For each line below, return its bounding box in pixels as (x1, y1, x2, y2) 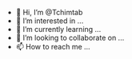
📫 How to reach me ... (15, 42, 90, 51)
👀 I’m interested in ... (15, 16, 84, 26)
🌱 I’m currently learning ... (15, 25, 102, 33)
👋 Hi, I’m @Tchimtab (15, 8, 83, 17)
